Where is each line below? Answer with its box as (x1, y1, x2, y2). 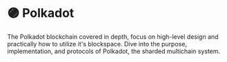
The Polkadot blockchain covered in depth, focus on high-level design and (7, 32, 219, 41)
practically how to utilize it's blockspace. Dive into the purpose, (7, 40, 188, 48)
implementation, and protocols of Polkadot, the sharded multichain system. (7, 47, 221, 55)
